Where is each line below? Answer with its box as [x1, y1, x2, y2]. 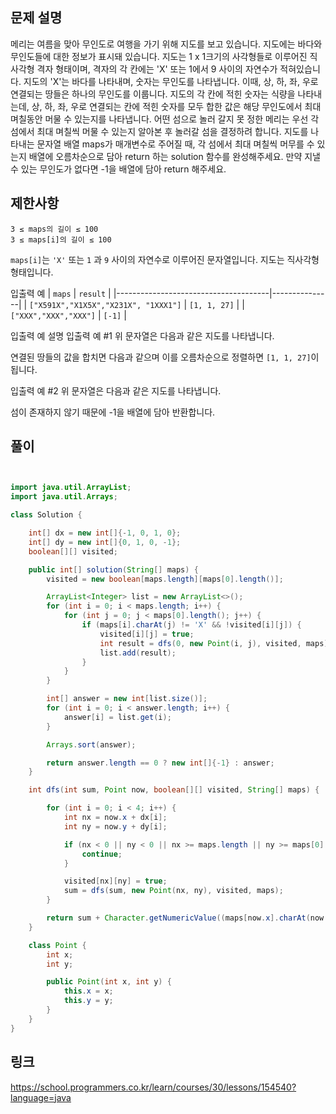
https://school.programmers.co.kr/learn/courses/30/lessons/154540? [10, 1081, 297, 1093]
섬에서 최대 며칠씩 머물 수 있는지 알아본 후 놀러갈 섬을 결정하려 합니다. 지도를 [10, 125, 309, 137]
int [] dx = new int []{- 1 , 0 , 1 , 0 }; [28, 528, 182, 538]
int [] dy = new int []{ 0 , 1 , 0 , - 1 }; [28, 537, 182, 547]
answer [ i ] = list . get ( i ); [63, 712, 172, 722]
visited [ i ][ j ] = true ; [99, 629, 195, 639]
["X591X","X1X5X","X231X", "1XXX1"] [29, 300, 182, 310]
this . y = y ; [63, 996, 114, 1006]
